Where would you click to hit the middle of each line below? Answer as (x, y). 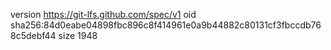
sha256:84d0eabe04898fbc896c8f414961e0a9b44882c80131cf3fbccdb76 (166, 25)
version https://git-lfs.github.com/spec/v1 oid (103, 14)
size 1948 (78, 35)
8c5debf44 (33, 35)
